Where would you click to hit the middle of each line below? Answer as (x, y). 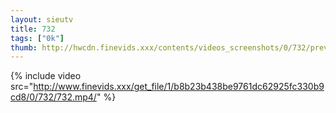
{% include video (46, 76)
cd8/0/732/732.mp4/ (53, 97)
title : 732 (33, 29)
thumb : (24, 47)
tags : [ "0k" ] (37, 38)
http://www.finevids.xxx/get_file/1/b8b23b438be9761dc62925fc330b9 (179, 87)
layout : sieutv (42, 19)
